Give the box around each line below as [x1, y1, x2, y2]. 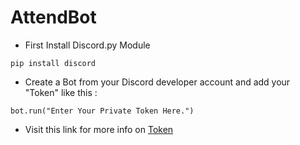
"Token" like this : [24, 86, 98, 98]
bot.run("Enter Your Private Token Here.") [10, 106, 195, 116]
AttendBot [10, 6, 97, 29]
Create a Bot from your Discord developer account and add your [24, 76, 291, 88]
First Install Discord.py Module [24, 39, 151, 51]
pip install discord [10, 58, 97, 68]
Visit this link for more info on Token [24, 123, 174, 135]
